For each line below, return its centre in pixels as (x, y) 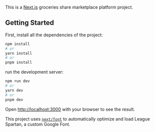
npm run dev (17, 81)
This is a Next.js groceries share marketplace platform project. (69, 7)
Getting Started (30, 23)
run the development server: (34, 72)
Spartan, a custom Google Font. (38, 124)
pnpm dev (14, 100)
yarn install (19, 53)
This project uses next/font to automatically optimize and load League (78, 119)
